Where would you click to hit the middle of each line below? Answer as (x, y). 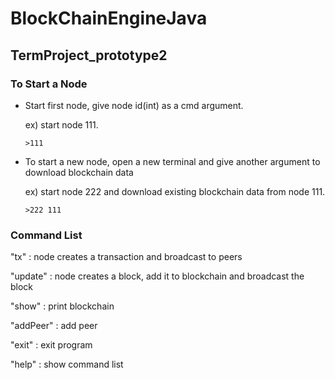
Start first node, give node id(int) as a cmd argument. (134, 105)
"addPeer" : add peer (54, 326)
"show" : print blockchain (62, 306)
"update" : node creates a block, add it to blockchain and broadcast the (157, 276)
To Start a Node (49, 84)
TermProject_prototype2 (89, 55)
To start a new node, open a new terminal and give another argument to (172, 161)
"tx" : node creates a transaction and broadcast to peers (126, 257)
